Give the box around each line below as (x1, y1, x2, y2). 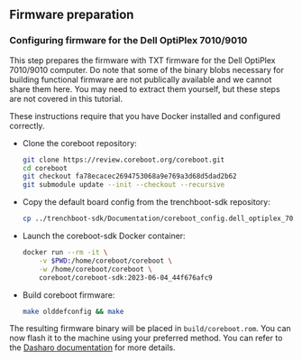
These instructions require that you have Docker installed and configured (9, 110, 281, 121)
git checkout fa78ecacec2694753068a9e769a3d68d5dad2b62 (22, 171, 237, 181)
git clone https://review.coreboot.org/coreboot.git (22, 155, 225, 164)
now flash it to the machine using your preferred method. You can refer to (9, 333, 283, 344)
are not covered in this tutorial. (9, 93, 124, 104)
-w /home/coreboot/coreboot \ (39, 264, 152, 273)
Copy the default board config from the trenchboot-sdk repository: (22, 197, 270, 208)
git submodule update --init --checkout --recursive (22, 180, 225, 190)
